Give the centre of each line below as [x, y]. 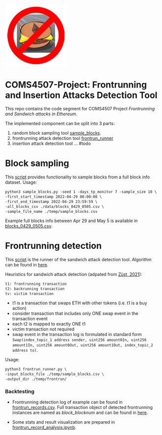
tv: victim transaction [29, 294]
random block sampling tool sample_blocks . [57, 133]
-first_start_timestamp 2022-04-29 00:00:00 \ [54, 197]
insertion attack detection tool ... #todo [51, 143]
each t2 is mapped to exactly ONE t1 [49, 324]
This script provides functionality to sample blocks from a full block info [78, 177]
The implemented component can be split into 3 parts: [60, 124]
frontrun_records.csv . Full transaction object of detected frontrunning [82, 407]
